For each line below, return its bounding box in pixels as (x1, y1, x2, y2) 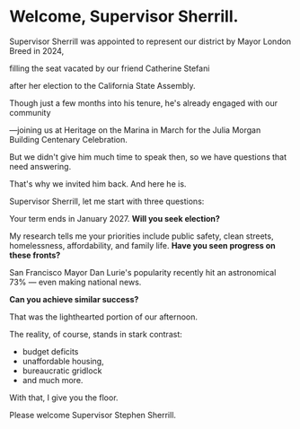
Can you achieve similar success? (9, 293, 139, 304)
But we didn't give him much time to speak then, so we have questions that (9, 151, 287, 162)
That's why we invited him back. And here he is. (9, 178, 187, 189)
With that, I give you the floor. (9, 392, 119, 403)
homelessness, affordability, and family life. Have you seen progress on (9, 240, 276, 250)
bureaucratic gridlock (22, 365, 102, 376)
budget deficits (22, 346, 79, 356)
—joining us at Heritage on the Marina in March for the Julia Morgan (9, 124, 261, 136)
